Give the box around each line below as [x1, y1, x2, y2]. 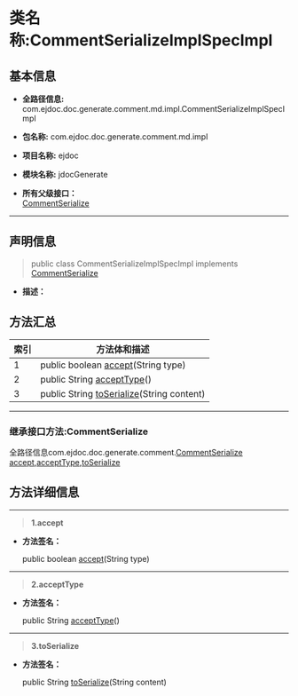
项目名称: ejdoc [21, 150, 79, 161]
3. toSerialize [30, 640, 80, 651]
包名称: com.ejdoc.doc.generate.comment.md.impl [21, 131, 208, 142]
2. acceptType [30, 579, 84, 589]
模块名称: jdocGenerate [21, 170, 108, 179]
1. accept [30, 517, 64, 528]
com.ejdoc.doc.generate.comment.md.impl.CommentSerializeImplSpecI [21, 104, 286, 114]
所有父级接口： [21, 188, 77, 198]
